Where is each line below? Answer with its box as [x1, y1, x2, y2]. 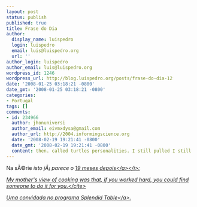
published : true [6, 20, 47, 26]
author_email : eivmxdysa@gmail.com [11, 126, 101, 132]
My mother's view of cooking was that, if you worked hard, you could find [6, 176, 189, 183]
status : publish [6, 14, 47, 20]
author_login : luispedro [6, 59, 68, 65]
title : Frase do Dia [6, 25, 58, 32]
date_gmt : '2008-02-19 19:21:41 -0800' [11, 142, 111, 148]
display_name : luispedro [11, 36, 74, 42]
